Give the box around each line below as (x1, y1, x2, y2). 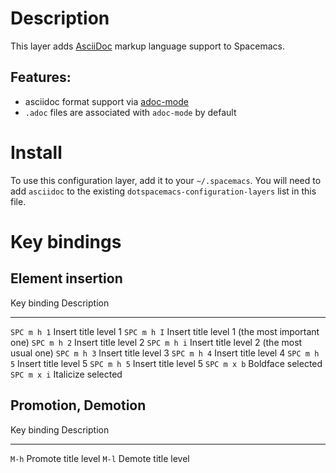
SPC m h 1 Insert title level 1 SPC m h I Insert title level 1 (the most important (10, 325, 320, 337)
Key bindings (10, 230, 122, 253)
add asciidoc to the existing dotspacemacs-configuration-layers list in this (10, 185, 317, 197)
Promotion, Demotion (10, 397, 147, 414)
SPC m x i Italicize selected (10, 368, 123, 380)
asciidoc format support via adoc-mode (24, 95, 189, 107)
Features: (10, 69, 72, 86)
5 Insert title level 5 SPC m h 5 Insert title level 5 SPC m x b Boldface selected (10, 357, 323, 369)
